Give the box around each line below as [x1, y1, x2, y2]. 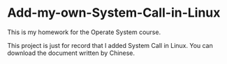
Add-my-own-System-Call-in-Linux [7, 5, 221, 21]
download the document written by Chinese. [7, 49, 135, 57]
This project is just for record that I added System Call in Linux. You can [7, 41, 213, 49]
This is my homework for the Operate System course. [7, 28, 161, 36]
